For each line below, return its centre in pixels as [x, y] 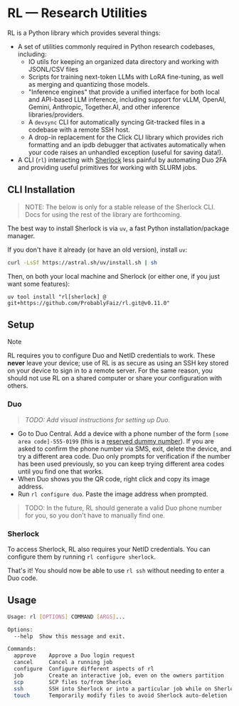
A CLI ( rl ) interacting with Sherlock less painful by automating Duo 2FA [122, 160]
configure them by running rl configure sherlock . [82, 557]
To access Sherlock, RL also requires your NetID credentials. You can [109, 550]
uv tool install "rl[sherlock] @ [57, 296]
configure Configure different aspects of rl [84, 669]
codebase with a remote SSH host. [79, 129]
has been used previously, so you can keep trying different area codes [121, 464]
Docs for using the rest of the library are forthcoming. [103, 214]
